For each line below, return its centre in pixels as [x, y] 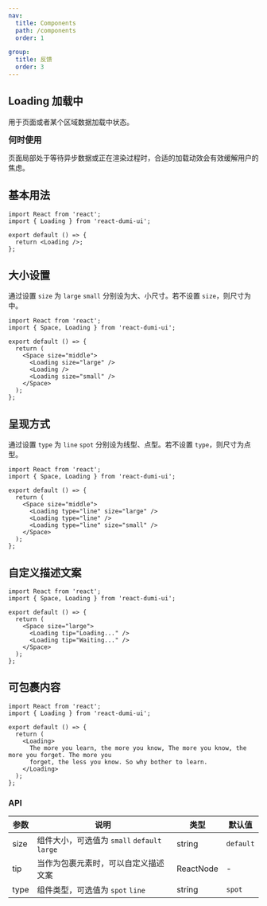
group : [19, 53]
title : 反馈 [34, 60]
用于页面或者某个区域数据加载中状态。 [71, 122]
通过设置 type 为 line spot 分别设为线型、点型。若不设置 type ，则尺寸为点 [130, 445]
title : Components [46, 23]
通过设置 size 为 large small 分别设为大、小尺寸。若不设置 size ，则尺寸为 [130, 296]
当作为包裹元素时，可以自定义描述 [101, 863]
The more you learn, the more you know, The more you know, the [138, 748]
